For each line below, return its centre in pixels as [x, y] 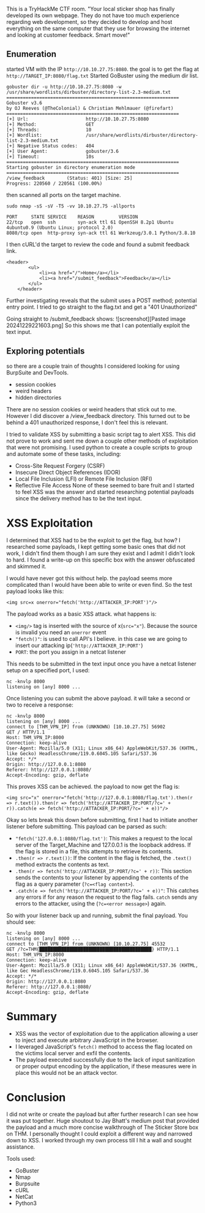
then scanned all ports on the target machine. [64, 195]
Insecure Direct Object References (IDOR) [68, 472]
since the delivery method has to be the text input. [79, 498]
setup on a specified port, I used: [48, 670]
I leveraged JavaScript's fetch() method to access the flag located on [104, 1047]
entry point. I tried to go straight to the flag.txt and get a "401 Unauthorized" [102, 307]
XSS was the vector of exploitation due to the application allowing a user [106, 1033]
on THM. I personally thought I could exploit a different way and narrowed [99, 1134]
